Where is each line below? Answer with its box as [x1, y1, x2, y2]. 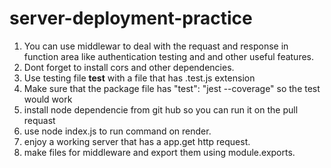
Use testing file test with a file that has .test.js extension [23, 72, 256, 84]
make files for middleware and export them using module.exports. [23, 146, 296, 158]
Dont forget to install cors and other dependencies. [23, 61, 235, 73]
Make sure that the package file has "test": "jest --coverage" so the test [23, 82, 321, 94]
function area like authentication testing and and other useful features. [23, 50, 315, 62]
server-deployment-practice [9, 7, 253, 30]
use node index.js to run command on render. [23, 125, 212, 137]
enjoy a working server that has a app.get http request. [23, 135, 251, 147]
